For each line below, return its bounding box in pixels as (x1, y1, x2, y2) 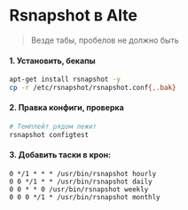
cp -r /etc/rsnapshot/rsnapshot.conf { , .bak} (9, 84, 176, 93)
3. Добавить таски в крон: (9, 149, 112, 160)
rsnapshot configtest (9, 130, 90, 139)
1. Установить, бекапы (9, 55, 96, 66)
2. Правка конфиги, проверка (9, 102, 124, 113)
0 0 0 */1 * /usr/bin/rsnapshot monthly (9, 193, 161, 202)
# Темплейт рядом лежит (9, 122, 98, 132)
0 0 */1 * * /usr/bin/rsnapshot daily (9, 177, 153, 187)
